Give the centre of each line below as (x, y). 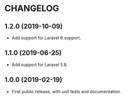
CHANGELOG (32, 8)
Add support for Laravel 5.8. (39, 64)
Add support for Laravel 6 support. (46, 38)
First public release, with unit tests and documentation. (66, 91)
